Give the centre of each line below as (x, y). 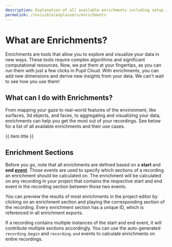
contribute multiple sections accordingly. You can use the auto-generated (83, 228)
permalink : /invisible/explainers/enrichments (56, 15)
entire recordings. (24, 239)
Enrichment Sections (39, 152)
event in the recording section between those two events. (66, 187)
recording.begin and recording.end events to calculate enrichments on (80, 234)
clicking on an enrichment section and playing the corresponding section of (85, 202)
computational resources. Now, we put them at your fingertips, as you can (83, 65)
